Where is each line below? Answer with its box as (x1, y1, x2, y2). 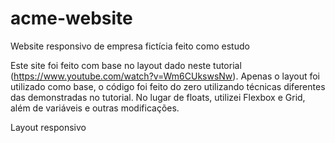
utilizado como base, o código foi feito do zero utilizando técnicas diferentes (10, 80, 326, 92)
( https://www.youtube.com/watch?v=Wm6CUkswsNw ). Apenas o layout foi (10, 70, 320, 82)
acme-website (10, 7, 133, 30)
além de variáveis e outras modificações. (10, 102, 180, 114)
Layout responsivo (10, 121, 87, 133)
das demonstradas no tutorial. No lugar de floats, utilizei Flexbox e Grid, (10, 91, 306, 103)
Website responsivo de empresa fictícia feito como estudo (10, 40, 250, 52)
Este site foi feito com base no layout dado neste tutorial (10, 59, 242, 71)
